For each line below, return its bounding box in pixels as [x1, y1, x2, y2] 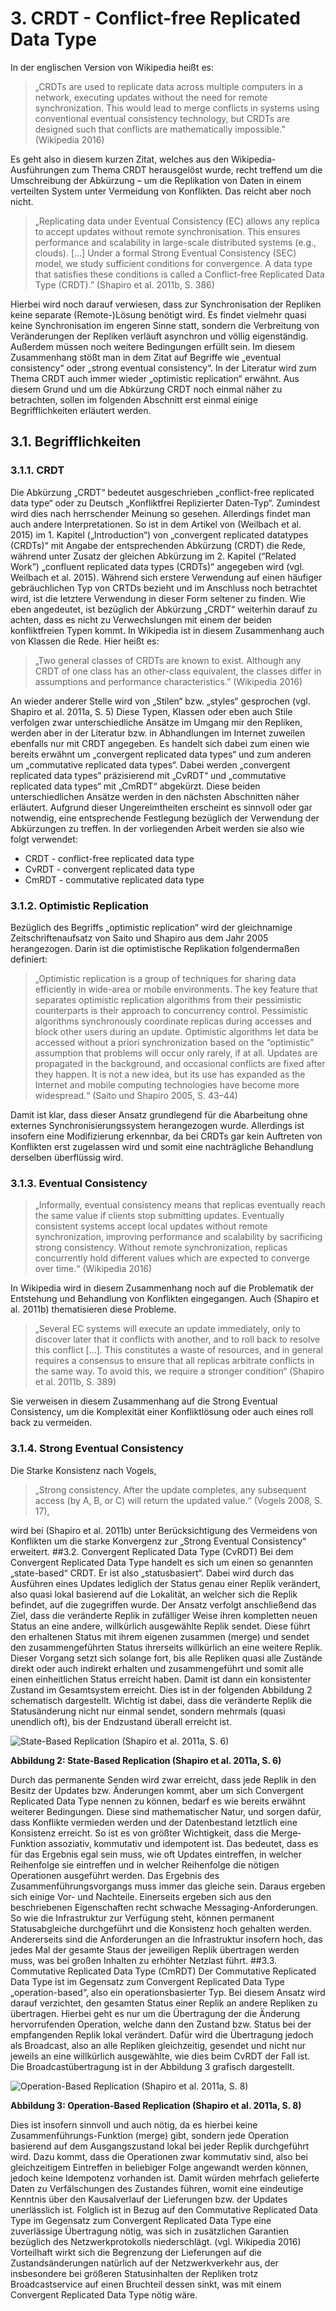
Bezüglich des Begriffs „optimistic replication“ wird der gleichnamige [10, 921, 293, 933]
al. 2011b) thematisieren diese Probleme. [10, 1303, 177, 1316]
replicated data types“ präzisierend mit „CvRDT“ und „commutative [10, 769, 287, 781]
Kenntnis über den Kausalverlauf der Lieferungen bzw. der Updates [10, 2193, 288, 2205]
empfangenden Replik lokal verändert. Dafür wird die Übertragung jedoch [10, 2028, 314, 2041]
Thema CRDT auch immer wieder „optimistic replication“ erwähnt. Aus [10, 372, 300, 384]
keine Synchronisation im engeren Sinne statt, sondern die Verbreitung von [10, 319, 320, 331]
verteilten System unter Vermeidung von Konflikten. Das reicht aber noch [10, 185, 312, 197]
